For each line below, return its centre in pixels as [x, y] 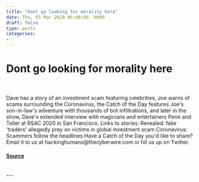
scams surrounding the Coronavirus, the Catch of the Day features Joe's [95, 104]
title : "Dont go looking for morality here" [62, 12]
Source [15, 156]
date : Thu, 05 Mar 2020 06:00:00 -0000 [56, 17]
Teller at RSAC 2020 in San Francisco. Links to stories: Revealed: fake [91, 123]
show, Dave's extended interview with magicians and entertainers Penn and [99, 117]
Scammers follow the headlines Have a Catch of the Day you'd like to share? [99, 136]
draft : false [22, 23]
